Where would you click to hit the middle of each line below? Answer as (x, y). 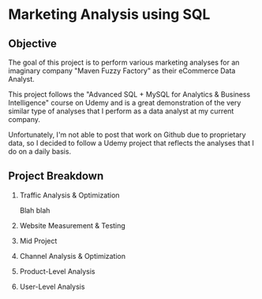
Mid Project (38, 241)
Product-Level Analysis (57, 271)
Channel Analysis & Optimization (73, 256)
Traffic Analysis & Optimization (69, 195)
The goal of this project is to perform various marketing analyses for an (124, 62)
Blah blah (35, 210)
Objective (33, 44)
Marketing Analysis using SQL (109, 15)
